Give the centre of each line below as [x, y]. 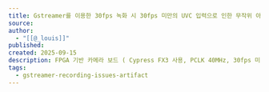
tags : [17, 68]
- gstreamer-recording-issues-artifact [82, 75]
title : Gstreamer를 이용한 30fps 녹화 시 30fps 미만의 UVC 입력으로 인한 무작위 [130, 16]
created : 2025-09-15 [43, 53]
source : [21, 23]
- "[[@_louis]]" [42, 38]
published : [26, 46]
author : [21, 30]
